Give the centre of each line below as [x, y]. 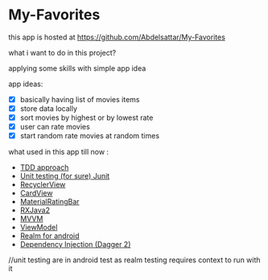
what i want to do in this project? [62, 52]
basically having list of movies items [80, 99]
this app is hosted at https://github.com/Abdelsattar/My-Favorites [117, 37]
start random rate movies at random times [89, 136]
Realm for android [49, 236]
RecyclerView [43, 185]
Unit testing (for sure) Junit [65, 176]
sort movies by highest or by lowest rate [87, 117]
